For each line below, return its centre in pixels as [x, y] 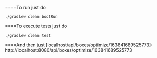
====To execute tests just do [36, 26]
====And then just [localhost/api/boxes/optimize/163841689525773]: [78, 45]
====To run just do [25, 7]
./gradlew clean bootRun [31, 17]
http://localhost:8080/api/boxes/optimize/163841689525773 [68, 50]
